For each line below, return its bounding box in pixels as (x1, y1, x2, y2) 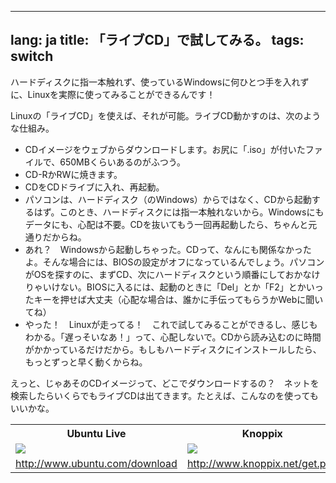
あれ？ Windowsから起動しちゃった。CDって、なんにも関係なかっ (24, 243, 303, 255)
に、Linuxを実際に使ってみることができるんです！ (10, 88, 216, 100)
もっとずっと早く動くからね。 (24, 356, 148, 368)
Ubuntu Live (66, 426, 127, 440)
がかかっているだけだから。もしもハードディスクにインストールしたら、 (24, 343, 322, 355)
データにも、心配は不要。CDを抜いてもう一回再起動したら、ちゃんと (24, 218, 309, 230)
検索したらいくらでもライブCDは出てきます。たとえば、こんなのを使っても (10, 389, 319, 401)
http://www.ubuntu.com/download (15, 456, 178, 470)
